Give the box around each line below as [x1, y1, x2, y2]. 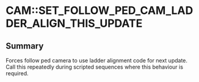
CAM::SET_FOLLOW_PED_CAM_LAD [5, 4, 194, 18]
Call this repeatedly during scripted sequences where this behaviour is [5, 63, 184, 70]
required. [5, 70, 29, 77]
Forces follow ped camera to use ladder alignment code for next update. [5, 57, 187, 64]
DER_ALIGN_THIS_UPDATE [5, 16, 143, 30]
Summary [5, 41, 44, 51]
